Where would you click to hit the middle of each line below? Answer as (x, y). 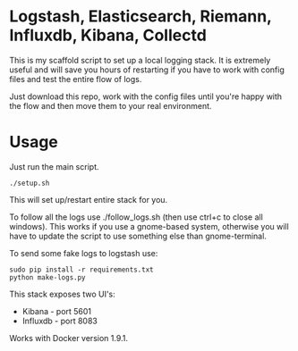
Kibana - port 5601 (57, 311)
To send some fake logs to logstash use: (84, 253)
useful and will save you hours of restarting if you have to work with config (147, 70)
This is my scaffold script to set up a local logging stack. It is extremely (140, 60)
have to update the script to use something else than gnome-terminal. (138, 236)
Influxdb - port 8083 (60, 321)
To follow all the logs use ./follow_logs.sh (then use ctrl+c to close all (136, 217)
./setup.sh (30, 183)
